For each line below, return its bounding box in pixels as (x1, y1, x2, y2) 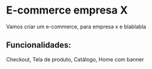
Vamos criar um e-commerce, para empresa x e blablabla (6, 23, 147, 30)
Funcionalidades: (6, 40, 72, 50)
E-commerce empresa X (6, 4, 128, 17)
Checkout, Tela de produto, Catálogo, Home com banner (6, 55, 144, 63)
